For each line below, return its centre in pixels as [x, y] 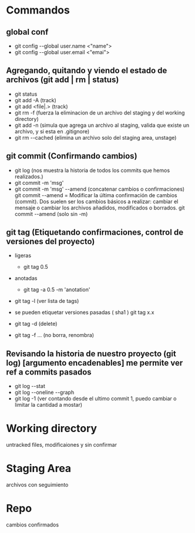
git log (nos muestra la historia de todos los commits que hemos [92, 170]
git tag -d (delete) [36, 324]
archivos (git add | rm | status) [63, 80]
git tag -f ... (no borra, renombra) [54, 335]
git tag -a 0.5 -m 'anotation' [57, 290]
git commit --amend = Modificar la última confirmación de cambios [96, 195]
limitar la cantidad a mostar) [48, 405]
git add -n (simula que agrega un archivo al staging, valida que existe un [102, 125]
